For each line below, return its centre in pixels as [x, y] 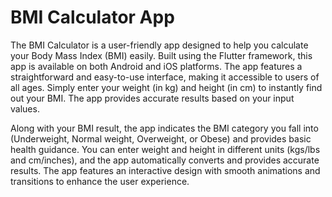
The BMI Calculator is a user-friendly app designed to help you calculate [159, 45]
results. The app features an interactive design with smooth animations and [165, 170]
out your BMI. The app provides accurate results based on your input [152, 98]
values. [25, 108]
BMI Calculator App [92, 17]
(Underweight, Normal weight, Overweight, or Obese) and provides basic [161, 138]
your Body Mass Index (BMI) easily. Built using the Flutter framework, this [161, 55]
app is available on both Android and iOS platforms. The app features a [156, 66]
